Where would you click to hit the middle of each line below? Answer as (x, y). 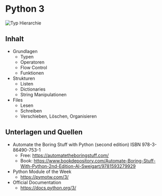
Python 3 (25, 9)
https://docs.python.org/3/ (48, 188)
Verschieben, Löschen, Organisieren (58, 116)
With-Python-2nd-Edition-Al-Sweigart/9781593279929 (78, 166)
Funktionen (32, 73)
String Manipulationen (44, 94)
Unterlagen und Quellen (44, 132)
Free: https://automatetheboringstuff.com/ (64, 155)
